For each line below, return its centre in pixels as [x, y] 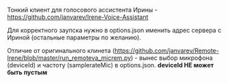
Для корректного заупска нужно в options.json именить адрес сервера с [114, 30]
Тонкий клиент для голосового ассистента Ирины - [82, 10]
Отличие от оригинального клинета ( [61, 51]
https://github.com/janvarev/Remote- [167, 51]
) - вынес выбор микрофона [172, 58]
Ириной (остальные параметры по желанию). [74, 37]
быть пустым [27, 72]
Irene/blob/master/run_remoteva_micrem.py [69, 58]
